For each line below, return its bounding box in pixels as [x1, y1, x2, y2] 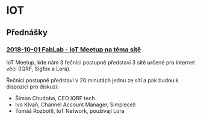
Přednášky [6, 27, 48, 38]
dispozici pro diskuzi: [6, 83, 59, 90]
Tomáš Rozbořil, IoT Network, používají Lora [14, 107, 125, 114]
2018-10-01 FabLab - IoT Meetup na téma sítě [6, 45, 141, 54]
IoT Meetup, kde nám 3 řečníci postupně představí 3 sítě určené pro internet [6, 59, 196, 66]
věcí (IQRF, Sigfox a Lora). [6, 65, 71, 72]
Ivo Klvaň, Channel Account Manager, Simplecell [14, 101, 136, 108]
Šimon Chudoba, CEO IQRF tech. [14, 94, 97, 101]
